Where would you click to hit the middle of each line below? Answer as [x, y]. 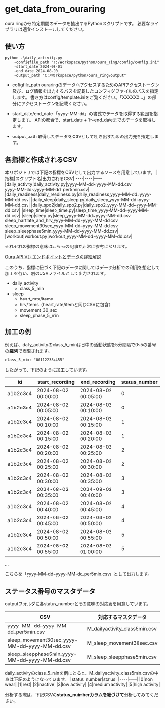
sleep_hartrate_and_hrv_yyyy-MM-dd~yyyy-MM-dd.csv [62, 220]
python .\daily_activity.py [34, 58]
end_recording [98, 382]
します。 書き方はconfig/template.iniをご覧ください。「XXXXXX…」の [82, 97]
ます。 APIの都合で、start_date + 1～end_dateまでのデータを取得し [88, 120]
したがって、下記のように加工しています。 [48, 370]
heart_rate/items [36, 299]
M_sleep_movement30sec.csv [122, 643]
